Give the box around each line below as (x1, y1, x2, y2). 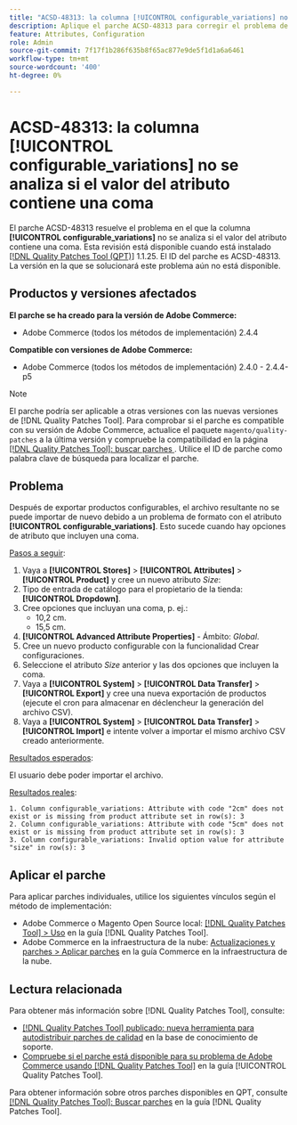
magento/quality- (223, 426, 288, 435)
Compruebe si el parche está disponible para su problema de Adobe (21, 1050, 273, 1061)
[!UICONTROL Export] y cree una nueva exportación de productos (21, 688, 267, 699)
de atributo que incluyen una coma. (9, 531, 140, 542)
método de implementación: (9, 901, 112, 911)
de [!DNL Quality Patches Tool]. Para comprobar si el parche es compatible (9, 415, 285, 426)
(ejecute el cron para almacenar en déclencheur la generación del (21, 697, 264, 708)
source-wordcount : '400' (9, 63, 101, 72)
